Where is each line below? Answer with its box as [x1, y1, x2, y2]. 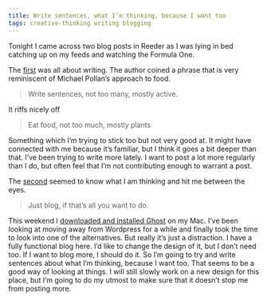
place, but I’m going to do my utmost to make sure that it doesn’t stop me [8, 275, 249, 284]
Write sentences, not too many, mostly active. [27, 89, 178, 98]
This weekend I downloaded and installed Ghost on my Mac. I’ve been [8, 216, 239, 225]
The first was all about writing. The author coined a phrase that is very [8, 65, 239, 74]
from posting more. [8, 283, 72, 293]
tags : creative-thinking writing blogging [8, 19, 151, 27]
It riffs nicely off [8, 105, 61, 114]
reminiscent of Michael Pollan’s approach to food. [8, 73, 171, 83]
